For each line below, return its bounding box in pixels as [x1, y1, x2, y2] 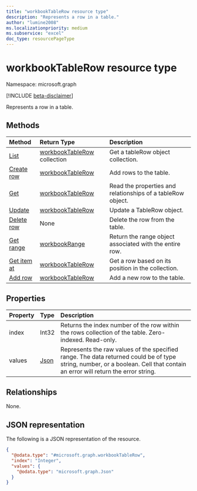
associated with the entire [109, 239, 181, 248]
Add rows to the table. [109, 168, 170, 176]
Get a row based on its [109, 256, 172, 265]
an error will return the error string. [60, 367, 157, 375]
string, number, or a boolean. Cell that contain [60, 360, 186, 368]
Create [9, 165, 28, 173]
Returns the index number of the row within [60, 321, 180, 329]
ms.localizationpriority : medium [6, 25, 88, 31]
